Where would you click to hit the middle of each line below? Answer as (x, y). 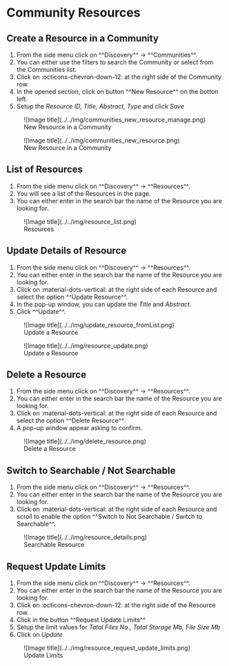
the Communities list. (47, 70)
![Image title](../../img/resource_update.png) (86, 345)
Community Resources (73, 13)
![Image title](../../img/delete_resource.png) (85, 441)
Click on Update (39, 635)
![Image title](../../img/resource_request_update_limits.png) (107, 648)
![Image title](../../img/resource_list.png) (80, 221)
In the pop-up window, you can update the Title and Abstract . (104, 304)
